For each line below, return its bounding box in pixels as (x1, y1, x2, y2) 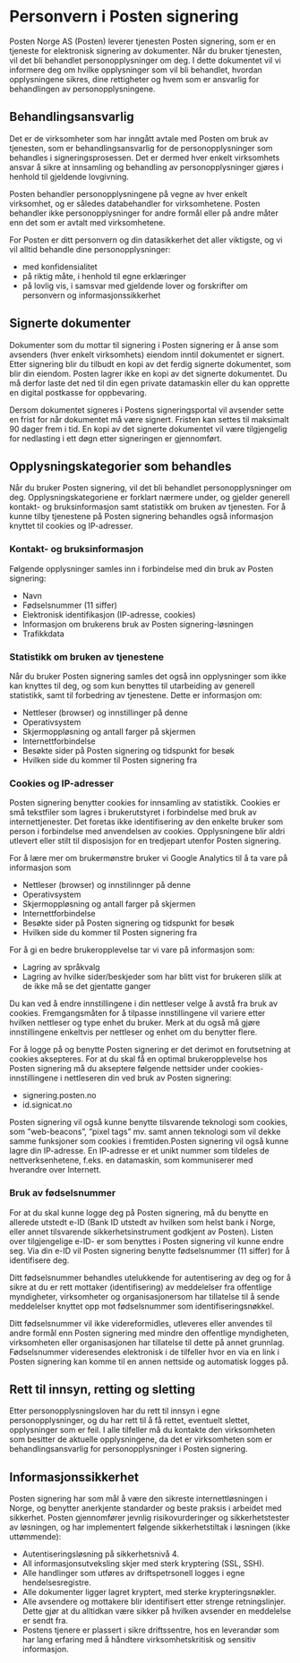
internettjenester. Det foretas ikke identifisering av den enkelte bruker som (9, 816, 284, 827)
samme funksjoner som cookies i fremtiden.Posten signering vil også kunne (9, 1136, 289, 1147)
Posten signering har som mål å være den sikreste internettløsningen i (9, 1493, 268, 1505)
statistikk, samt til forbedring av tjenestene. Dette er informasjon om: (9, 689, 262, 700)
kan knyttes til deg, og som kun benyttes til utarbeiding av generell (9, 680, 255, 691)
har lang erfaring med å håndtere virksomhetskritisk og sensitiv (21, 1634, 257, 1645)
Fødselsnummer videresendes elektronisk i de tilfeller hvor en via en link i (9, 1346, 280, 1357)
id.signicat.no (21, 1099, 73, 1111)
